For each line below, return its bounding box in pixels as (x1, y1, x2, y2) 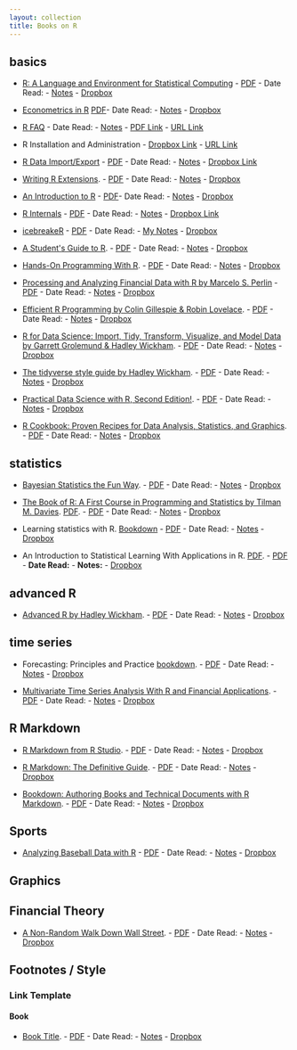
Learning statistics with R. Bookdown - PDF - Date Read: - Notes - (21, 523, 265, 535)
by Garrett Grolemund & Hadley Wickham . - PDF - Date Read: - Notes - (21, 340, 283, 351)
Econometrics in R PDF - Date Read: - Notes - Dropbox (21, 104, 221, 116)
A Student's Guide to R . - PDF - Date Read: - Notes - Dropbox (21, 242, 248, 254)
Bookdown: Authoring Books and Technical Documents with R (21, 788, 250, 799)
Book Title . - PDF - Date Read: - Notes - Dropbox (21, 1031, 202, 1042)
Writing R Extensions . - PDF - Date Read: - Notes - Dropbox (21, 174, 241, 185)
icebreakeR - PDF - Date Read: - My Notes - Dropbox (21, 226, 218, 236)
